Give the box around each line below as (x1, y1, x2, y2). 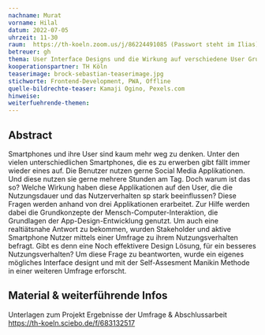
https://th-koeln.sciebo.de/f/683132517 (8, 318, 136, 327)
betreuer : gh (8, 48, 51, 56)
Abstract (8, 128, 53, 142)
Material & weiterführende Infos (8, 289, 168, 303)
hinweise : (8, 92, 41, 100)
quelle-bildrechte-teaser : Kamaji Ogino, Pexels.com (8, 84, 185, 93)
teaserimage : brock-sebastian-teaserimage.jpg (8, 70, 164, 78)
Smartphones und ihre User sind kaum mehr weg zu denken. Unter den (8, 149, 240, 158)
